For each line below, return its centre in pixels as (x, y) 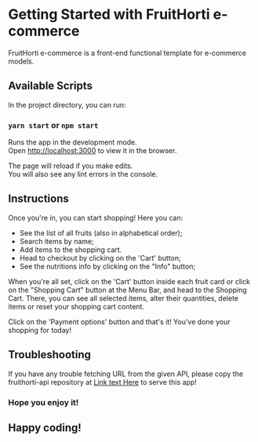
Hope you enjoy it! (44, 402)
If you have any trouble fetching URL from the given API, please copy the (126, 374)
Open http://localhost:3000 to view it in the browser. (93, 151)
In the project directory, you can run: (67, 104)
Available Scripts (50, 86)
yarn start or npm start (53, 125)
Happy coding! (45, 427)
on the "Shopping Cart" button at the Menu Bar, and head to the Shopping (127, 290)
